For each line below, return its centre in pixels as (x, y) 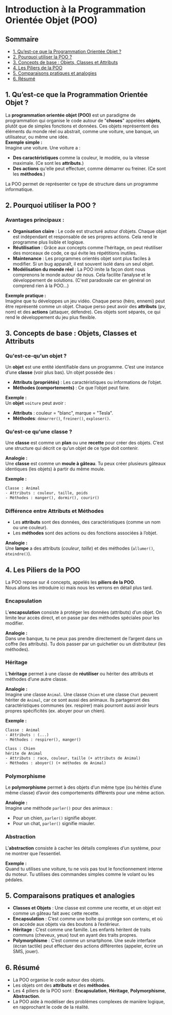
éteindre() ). (18, 554)
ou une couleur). (30, 528)
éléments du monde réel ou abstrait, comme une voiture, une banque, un (82, 131)
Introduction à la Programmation (76, 9)
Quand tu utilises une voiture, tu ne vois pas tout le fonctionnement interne (84, 869)
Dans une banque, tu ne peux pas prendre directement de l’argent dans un (84, 638)
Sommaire (22, 39)
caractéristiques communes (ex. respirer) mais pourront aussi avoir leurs (82, 705)
